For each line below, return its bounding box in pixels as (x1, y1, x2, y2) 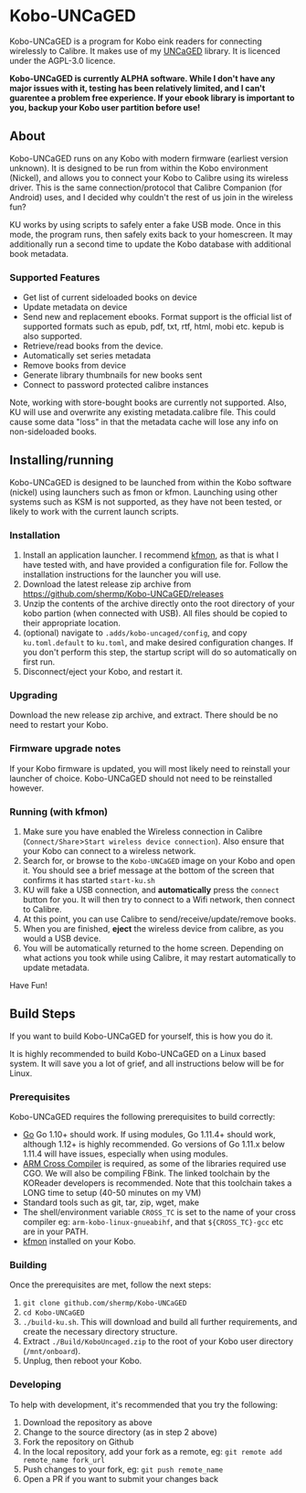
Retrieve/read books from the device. (22, 340, 164, 352)
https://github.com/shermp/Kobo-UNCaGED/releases (22, 589, 224, 600)
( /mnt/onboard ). (22, 1346, 80, 1357)
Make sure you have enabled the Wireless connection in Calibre (22, 826, 263, 837)
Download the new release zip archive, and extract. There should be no (9, 709, 279, 720)
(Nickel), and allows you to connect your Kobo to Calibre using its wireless (9, 172, 290, 183)
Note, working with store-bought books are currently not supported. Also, (9, 397, 287, 408)
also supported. (22, 331, 82, 342)
